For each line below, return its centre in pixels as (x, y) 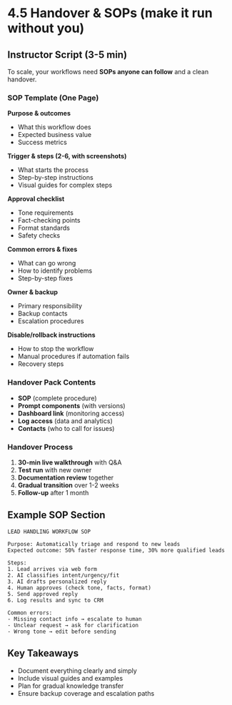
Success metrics (42, 142)
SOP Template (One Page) (53, 98)
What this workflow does (54, 127)
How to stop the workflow (56, 349)
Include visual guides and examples (70, 678)
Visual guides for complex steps (65, 185)
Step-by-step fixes (45, 278)
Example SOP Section (56, 515)
